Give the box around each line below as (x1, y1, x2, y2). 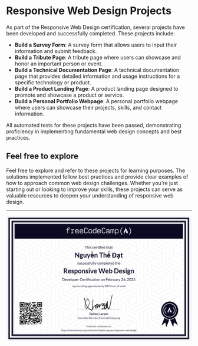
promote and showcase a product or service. (14, 91, 124, 98)
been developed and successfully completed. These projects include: (6, 29, 176, 37)
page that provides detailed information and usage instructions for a (14, 73, 180, 80)
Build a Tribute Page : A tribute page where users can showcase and (14, 54, 181, 61)
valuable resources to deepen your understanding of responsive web (6, 192, 174, 199)
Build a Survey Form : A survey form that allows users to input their (14, 41, 177, 48)
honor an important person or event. (14, 60, 103, 67)
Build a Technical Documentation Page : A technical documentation (14, 66, 180, 73)
